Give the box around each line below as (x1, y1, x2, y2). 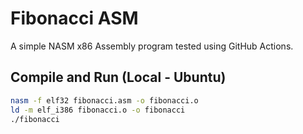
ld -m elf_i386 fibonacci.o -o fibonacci (10, 105, 186, 115)
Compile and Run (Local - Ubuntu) (10, 69, 227, 86)
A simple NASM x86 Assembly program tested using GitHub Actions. (10, 40, 294, 52)
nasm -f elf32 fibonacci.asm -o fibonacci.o (10, 95, 199, 106)
